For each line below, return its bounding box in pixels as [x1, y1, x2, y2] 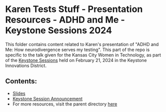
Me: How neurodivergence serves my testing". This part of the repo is [5, 46, 150, 52]
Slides [12, 90, 26, 96]
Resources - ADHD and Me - [5, 14, 125, 25]
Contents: [5, 77, 37, 85]
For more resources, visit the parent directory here [12, 101, 117, 107]
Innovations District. [5, 62, 47, 68]
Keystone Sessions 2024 [5, 25, 112, 36]
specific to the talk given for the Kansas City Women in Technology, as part [5, 51, 161, 58]
